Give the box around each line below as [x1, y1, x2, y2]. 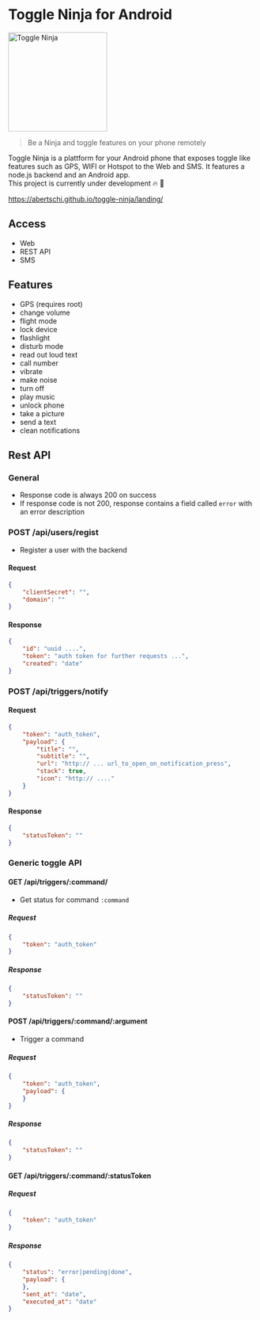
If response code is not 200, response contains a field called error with [19, 499, 253, 508]
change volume [19, 308, 70, 317]
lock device [19, 324, 58, 334]
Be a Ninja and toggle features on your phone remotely [27, 137, 207, 147]
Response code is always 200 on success [19, 490, 156, 500]
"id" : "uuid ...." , [22, 645, 87, 653]
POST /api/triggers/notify [8, 686, 109, 697]
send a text [19, 417, 57, 427]
